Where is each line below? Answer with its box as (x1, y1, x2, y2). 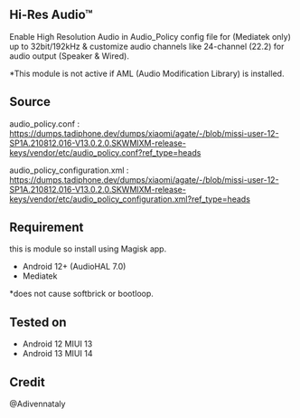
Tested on (9, 314, 67, 329)
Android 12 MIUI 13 (22, 338, 93, 349)
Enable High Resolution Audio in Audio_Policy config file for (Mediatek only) (9, 31, 292, 42)
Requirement (9, 220, 84, 235)
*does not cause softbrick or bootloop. (9, 289, 154, 299)
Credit (9, 375, 45, 390)
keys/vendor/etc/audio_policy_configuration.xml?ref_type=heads (9, 194, 251, 204)
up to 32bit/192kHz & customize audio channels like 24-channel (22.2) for (9, 41, 285, 52)
